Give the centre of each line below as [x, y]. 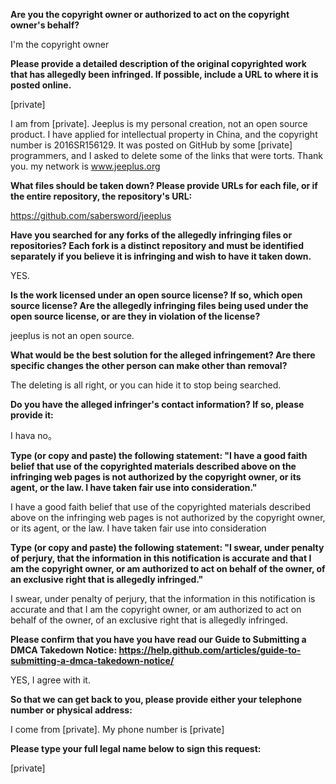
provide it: [32, 415]
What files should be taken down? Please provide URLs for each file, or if [164, 185]
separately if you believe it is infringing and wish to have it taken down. [161, 256]
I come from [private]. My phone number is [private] [117, 729]
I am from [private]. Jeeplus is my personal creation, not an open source [159, 123]
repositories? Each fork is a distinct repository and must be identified [157, 245]
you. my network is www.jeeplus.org [85, 166]
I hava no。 [33, 435]
